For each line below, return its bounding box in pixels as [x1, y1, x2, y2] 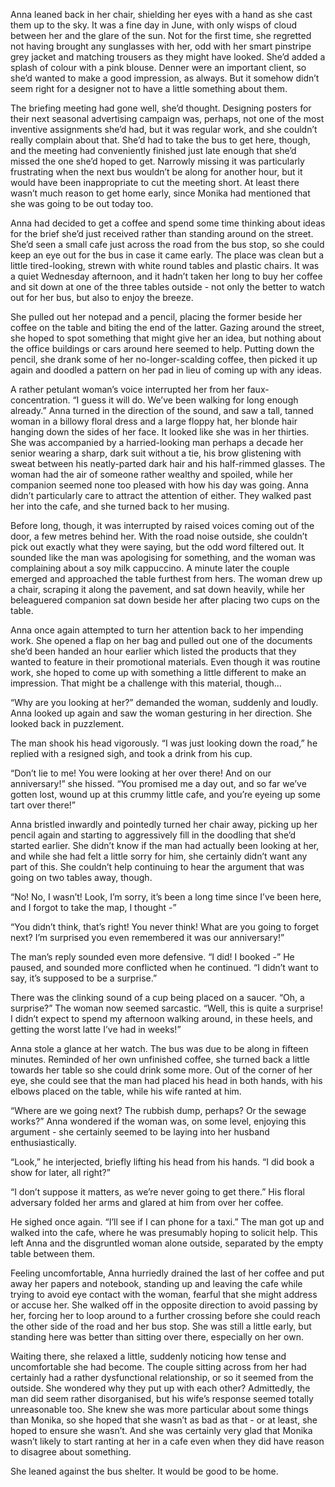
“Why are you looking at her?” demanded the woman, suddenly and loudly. [10, 697, 319, 708]
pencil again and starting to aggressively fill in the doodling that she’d [10, 829, 297, 841]
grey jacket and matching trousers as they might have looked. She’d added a [10, 51, 326, 63]
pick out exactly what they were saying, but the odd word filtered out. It [10, 541, 305, 553]
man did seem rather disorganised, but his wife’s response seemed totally [10, 1393, 314, 1404]
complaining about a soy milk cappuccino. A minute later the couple [10, 562, 290, 574]
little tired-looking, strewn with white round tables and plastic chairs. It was [10, 260, 320, 271]
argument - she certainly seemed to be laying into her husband [10, 1126, 270, 1138]
